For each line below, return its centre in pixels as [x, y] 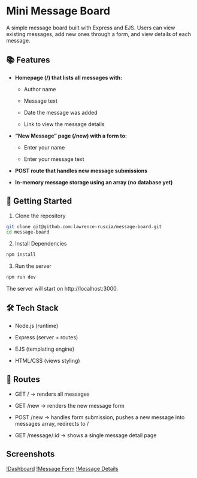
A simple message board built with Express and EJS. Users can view [91, 28]
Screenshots [31, 454]
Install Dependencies [41, 244]
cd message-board [28, 232]
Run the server [33, 266]
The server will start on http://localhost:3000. [62, 289]
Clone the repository [40, 216]
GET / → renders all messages [52, 394]
